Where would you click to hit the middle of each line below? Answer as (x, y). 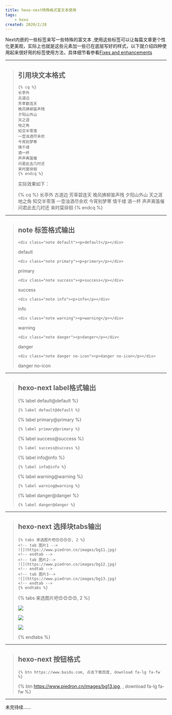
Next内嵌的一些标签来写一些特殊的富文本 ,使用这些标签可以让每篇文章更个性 (85, 40)
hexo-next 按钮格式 (49, 659)
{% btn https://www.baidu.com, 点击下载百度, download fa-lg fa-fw (89, 672)
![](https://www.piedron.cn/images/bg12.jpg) (67, 564)
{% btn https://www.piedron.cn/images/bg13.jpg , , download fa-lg (87, 686)
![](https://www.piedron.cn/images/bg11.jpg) (67, 550)
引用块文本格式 (41, 75)
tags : (11, 15)
